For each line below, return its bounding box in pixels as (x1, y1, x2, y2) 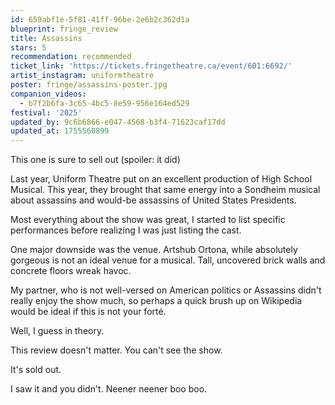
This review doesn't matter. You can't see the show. (10, 344, 223, 356)
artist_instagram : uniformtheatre (10, 71, 155, 81)
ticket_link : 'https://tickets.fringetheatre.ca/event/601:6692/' (10, 61, 293, 71)
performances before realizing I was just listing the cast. (10, 224, 242, 236)
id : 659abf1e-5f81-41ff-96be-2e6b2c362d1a (10, 14, 190, 25)
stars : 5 (10, 42, 47, 53)
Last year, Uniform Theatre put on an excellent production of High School (10, 173, 313, 185)
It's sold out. (10, 364, 62, 376)
